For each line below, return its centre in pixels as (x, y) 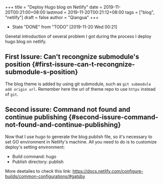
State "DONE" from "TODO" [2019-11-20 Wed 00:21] (65, 27)
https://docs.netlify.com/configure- (108, 171)
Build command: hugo (34, 156)
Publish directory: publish (38, 162)
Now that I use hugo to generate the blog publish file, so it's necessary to (79, 137)
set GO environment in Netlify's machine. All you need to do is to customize (81, 142)
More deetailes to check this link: (38, 171)
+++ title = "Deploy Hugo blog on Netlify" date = (54, 7)
